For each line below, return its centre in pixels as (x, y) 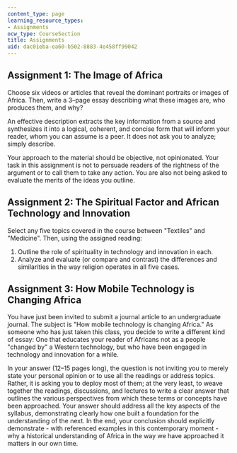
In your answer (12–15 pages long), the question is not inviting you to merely (118, 368)
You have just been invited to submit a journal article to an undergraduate (114, 317)
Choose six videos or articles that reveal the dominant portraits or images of (118, 92)
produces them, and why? (45, 108)
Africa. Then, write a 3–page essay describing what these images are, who (116, 100)
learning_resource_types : (45, 21)
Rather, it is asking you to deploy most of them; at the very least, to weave (115, 384)
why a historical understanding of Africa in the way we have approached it (116, 436)
